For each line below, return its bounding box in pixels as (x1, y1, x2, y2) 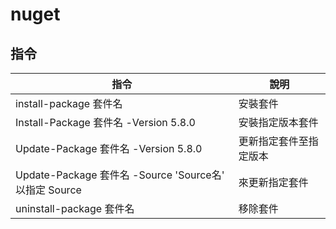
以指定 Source (15, 183, 82, 197)
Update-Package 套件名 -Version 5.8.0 (15, 142, 203, 155)
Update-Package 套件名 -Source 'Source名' (15, 168, 225, 182)
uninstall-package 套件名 (15, 202, 135, 215)
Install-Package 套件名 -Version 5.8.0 (15, 116, 196, 129)
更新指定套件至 (238, 134, 309, 148)
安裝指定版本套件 (238, 116, 319, 129)
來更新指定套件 (238, 176, 309, 189)
